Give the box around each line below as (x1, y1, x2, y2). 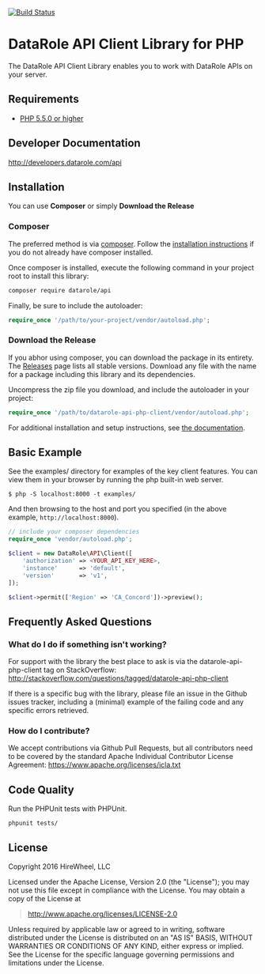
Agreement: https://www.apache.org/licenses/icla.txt (8, 760, 181, 770)
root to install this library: (8, 271, 89, 281)
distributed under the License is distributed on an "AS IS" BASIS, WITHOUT (8, 933, 253, 942)
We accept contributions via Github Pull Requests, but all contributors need (8, 743, 253, 753)
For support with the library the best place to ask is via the (8, 657, 198, 666)
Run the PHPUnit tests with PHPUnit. (8, 804, 127, 814)
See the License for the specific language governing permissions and (8, 949, 235, 960)
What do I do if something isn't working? (8, 639, 168, 650)
